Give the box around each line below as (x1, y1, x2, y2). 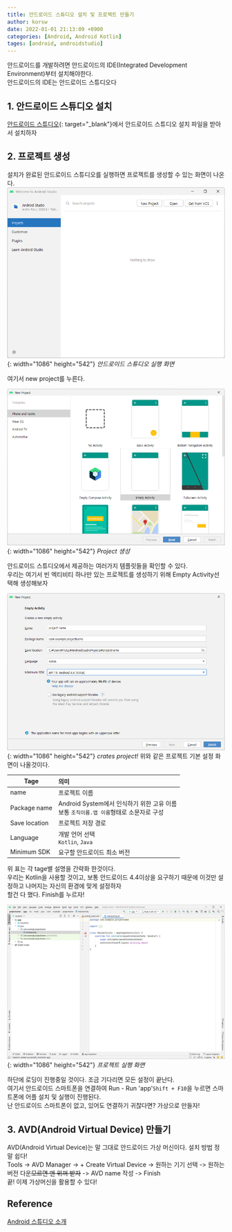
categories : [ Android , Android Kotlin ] (7, 33, 122, 40)
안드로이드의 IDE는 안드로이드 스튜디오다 (7, 78, 117, 86)
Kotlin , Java (58, 837, 93, 845)
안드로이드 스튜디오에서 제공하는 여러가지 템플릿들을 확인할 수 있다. (7, 562, 188, 570)
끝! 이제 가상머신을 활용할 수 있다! (7, 1177, 98, 1186)
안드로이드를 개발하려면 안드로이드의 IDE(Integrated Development (7, 61, 188, 69)
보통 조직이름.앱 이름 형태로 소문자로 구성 (58, 808, 164, 817)
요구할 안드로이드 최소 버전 (58, 848, 130, 856)
